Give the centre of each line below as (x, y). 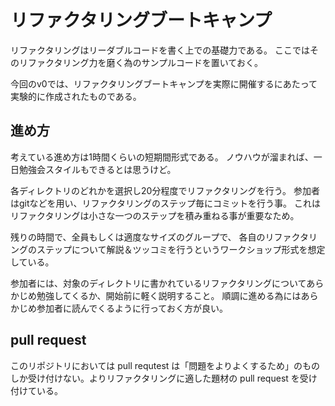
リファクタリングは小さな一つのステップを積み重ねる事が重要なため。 (155, 215)
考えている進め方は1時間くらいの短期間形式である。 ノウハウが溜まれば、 (162, 157)
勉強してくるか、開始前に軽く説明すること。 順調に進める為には (169, 295)
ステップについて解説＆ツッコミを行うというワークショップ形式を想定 (181, 249)
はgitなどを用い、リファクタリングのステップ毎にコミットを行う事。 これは (165, 203)
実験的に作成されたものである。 (76, 96)
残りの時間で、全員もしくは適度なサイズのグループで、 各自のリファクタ (159, 237)
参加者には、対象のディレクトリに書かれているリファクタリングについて (158, 283)
